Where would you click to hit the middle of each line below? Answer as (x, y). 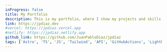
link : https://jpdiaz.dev (32, 24)
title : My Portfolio (27, 14)
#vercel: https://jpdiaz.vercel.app (43, 28)
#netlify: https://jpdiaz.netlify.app (45, 33)
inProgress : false (24, 10)
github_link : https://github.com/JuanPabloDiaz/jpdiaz (63, 38)
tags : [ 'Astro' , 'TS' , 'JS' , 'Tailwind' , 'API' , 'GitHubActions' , (75, 42)
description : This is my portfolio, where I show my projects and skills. (84, 19)
